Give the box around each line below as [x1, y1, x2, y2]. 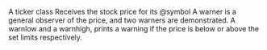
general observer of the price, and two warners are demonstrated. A [8, 15, 236, 25]
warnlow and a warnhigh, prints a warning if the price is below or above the [8, 24, 260, 33]
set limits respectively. [8, 32, 83, 42]
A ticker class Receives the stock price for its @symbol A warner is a [8, 7, 236, 16]
